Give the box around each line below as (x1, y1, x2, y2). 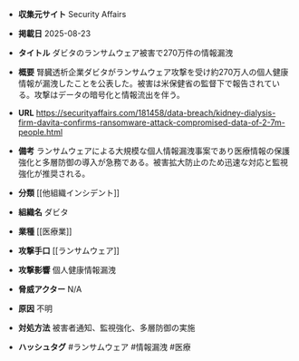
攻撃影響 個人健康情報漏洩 (17, 265, 116, 275)
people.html (17, 127, 63, 137)
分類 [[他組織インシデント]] (17, 188, 121, 198)
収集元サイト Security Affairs (17, 9, 127, 19)
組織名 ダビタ (17, 207, 69, 217)
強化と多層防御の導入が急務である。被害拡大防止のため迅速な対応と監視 (17, 157, 288, 167)
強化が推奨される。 (17, 168, 91, 179)
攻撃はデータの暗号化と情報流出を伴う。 (34, 90, 185, 100)
